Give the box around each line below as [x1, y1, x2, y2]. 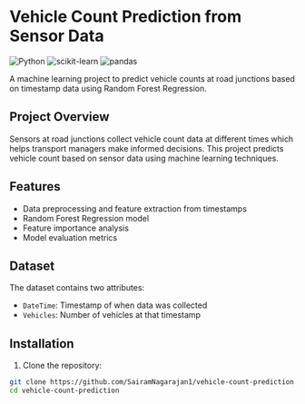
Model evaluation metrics [22, 232, 118, 242]
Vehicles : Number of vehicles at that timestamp [22, 310, 202, 320]
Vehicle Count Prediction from [9, 6, 242, 27]
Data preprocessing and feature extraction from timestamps [22, 202, 248, 214]
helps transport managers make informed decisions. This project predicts [9, 143, 284, 153]
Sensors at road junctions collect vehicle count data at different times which [9, 133, 294, 144]
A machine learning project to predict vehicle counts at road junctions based [9, 73, 295, 84]
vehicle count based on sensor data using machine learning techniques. [9, 153, 279, 163]
